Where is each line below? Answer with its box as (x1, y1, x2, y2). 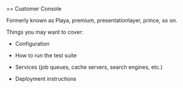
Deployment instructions (15, 75, 77, 82)
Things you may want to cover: (6, 28, 84, 36)
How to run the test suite (15, 52, 77, 59)
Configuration (15, 40, 50, 47)
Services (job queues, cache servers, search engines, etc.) (15, 63, 163, 71)
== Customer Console (6, 5, 62, 12)
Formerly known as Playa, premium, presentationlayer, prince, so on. (6, 17, 178, 24)
